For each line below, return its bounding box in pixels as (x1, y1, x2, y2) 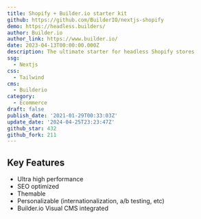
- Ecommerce (13, 100, 48, 106)
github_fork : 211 (7, 131, 57, 138)
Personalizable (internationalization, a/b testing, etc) (16, 197, 165, 205)
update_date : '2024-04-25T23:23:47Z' (7, 118, 115, 126)
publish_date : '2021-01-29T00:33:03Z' (7, 112, 118, 119)
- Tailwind (13, 73, 45, 81)
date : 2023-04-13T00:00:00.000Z (7, 42, 99, 49)
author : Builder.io (7, 29, 63, 36)
